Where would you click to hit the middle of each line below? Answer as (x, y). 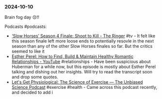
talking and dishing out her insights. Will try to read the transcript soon (82, 72)
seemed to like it (28, 51)
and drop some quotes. (35, 77)
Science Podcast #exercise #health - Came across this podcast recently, (84, 87)
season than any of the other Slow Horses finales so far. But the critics (82, 46)
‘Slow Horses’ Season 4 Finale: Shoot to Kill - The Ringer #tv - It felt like (83, 36)
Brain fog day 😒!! (22, 17)
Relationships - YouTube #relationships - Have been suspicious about (81, 62)
